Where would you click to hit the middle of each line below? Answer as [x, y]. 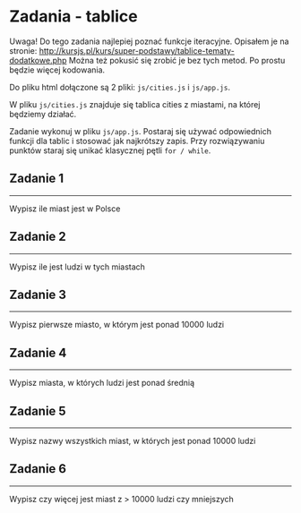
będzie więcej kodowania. [57, 70]
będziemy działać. [43, 114]
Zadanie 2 [38, 237]
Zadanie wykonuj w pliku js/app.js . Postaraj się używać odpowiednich [140, 131]
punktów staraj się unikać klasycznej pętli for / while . [110, 150]
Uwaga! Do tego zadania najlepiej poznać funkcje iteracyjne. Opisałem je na [149, 41]
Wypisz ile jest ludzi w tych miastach [77, 267]
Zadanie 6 [38, 469]
